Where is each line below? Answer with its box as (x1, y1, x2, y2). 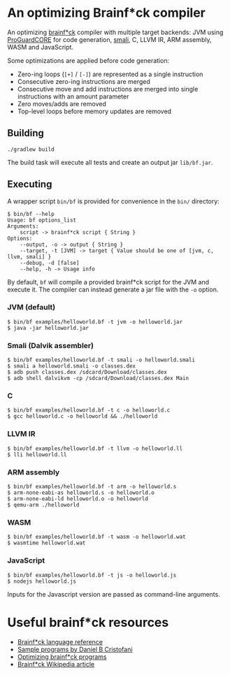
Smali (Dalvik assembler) (7, 340, 94, 350)
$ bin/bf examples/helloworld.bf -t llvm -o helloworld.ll (7, 445, 183, 452)
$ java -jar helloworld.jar (7, 324, 89, 331)
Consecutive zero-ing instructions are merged (17, 77, 150, 85)
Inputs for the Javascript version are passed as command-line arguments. (7, 590, 220, 598)
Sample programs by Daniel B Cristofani (17, 645, 133, 653)
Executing (7, 178, 52, 190)
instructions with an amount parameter (17, 92, 129, 101)
